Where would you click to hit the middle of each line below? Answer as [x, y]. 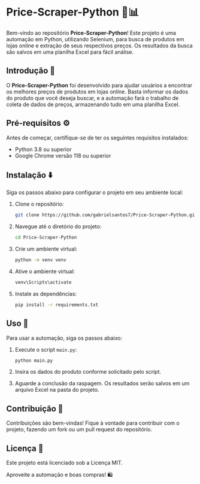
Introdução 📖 [31, 71]
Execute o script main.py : [46, 349]
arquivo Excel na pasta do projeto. [57, 390]
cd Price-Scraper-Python [46, 238]
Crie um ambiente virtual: [46, 249]
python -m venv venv [40, 260]
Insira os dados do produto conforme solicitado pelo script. [88, 372]
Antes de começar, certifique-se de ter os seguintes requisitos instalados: [97, 137]
